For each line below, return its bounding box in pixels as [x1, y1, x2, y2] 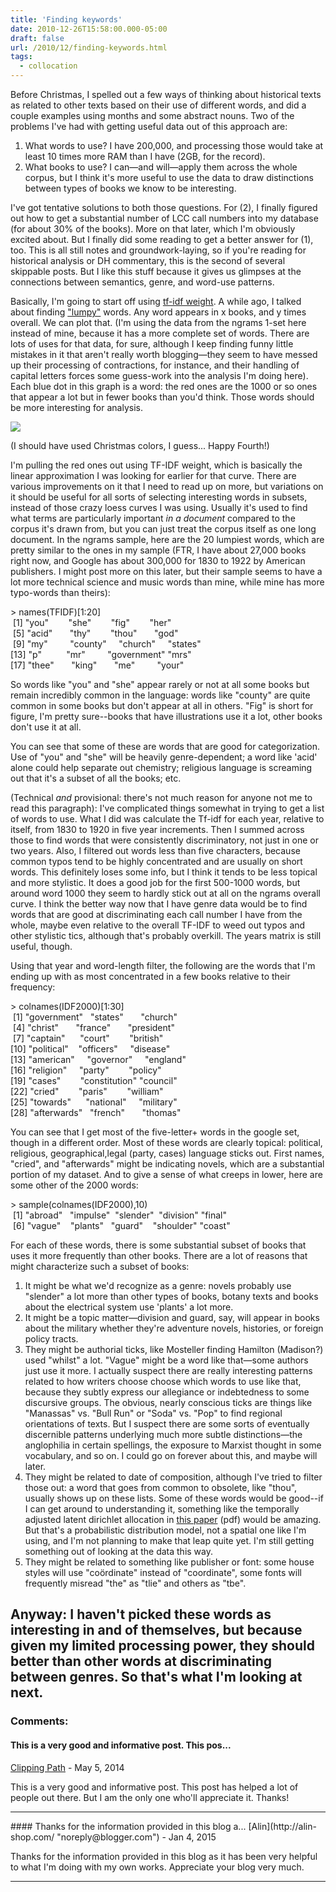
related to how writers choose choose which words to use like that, [24, 1376, 302, 1387]
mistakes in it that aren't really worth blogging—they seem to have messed [10, 349, 318, 360]
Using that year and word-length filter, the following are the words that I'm [10, 960, 316, 971]
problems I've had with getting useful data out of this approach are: [10, 121, 288, 132]
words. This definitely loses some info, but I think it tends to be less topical [10, 866, 318, 878]
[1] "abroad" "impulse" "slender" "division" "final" [12, 1209, 227, 1221]
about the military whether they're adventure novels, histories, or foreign [24, 1322, 324, 1334]
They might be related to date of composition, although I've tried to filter [24, 1471, 323, 1483]
